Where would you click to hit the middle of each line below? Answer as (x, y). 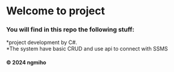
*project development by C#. (42, 42)
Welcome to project (56, 11)
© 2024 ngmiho (26, 62)
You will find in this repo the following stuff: (70, 30)
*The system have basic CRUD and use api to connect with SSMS (87, 49)
